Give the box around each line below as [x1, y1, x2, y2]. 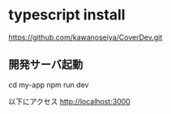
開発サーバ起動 [8, 58, 83, 72]
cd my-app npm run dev [8, 79, 89, 90]
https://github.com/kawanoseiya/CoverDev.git [8, 32, 163, 42]
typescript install [8, 6, 126, 24]
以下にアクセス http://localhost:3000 [8, 96, 131, 106]
